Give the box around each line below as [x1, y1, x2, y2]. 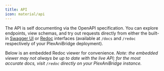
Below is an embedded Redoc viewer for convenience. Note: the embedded [5, 50, 158, 56]
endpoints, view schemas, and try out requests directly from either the [5, 30, 148, 36]
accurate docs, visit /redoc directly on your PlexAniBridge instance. [5, 60, 142, 66]
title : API [5, 7, 27, 12]
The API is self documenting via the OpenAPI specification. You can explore [5, 25, 159, 31]
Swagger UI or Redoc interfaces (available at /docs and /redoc [9, 35, 136, 41]
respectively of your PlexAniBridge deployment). [5, 40, 103, 46]
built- [148, 30, 160, 36]
